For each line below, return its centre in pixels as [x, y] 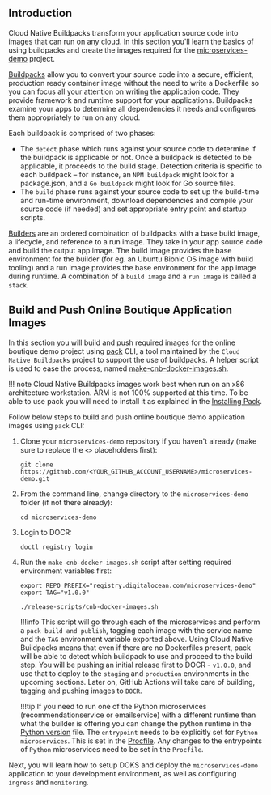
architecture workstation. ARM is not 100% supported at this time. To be [128, 393]
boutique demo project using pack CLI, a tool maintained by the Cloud [124, 351]
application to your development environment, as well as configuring [123, 773]
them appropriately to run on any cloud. [74, 117]
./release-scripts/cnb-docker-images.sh [89, 606]
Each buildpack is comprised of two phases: [82, 133]
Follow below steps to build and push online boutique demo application [127, 417]
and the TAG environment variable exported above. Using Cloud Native [136, 639]
